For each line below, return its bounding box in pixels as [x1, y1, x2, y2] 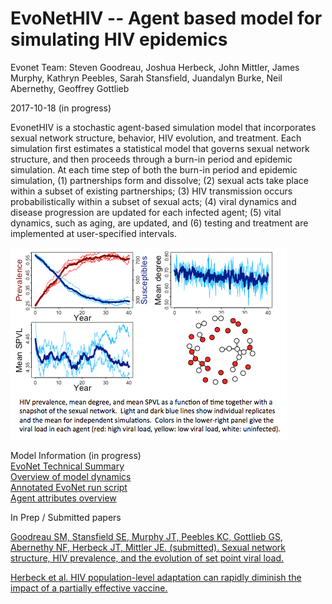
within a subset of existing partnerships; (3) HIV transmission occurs [10, 185, 293, 197]
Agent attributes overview [10, 492, 117, 504]
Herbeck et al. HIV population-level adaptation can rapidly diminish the [10, 571, 302, 583]
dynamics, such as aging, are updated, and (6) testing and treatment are [10, 217, 309, 229]
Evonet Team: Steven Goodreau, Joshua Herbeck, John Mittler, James [10, 61, 300, 73]
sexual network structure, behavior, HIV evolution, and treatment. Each [10, 132, 302, 144]
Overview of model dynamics [10, 470, 132, 482]
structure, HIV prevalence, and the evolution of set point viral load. [10, 552, 284, 564]
